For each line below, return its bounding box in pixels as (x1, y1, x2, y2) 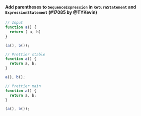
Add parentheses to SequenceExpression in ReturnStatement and (5, 4, 137, 10)
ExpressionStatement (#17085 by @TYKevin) (5, 9, 98, 15)
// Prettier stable (5, 52, 46, 57)
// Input (5, 20, 23, 25)
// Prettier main (5, 83, 41, 89)
